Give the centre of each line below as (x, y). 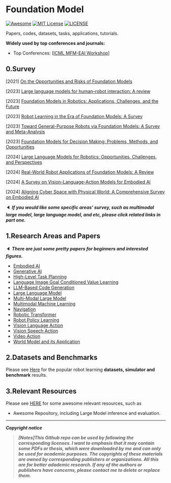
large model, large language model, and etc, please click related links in (83, 214)
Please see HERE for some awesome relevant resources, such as (74, 404)
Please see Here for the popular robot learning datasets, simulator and (80, 370)
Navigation (24, 309)
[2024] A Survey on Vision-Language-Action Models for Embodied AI (78, 182)
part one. (16, 220)
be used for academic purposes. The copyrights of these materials (90, 454)
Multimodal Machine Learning (44, 303)
